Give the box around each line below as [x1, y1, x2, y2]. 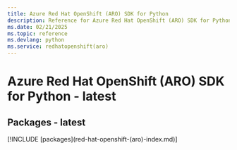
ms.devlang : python [7, 37, 65, 44]
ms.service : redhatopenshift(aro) [7, 43, 109, 50]
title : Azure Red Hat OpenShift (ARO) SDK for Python [7, 10, 169, 18]
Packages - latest [7, 116, 86, 128]
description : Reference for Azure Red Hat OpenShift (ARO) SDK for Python [7, 17, 232, 24]
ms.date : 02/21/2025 [7, 23, 68, 30]
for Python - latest [7, 89, 116, 104]
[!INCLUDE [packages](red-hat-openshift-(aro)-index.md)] [7, 135, 178, 143]
